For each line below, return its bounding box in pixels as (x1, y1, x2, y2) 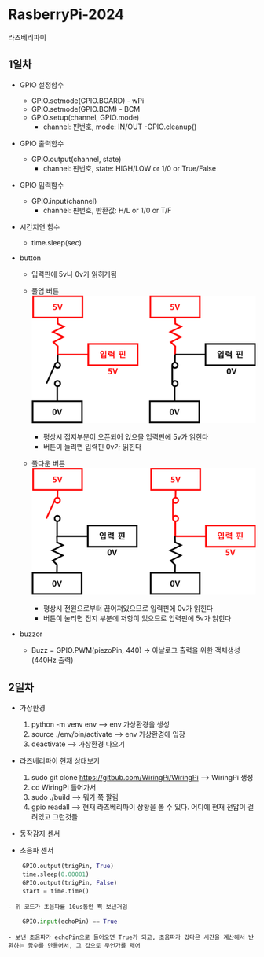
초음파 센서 (19, 845, 54, 855)
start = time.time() (22, 887, 90, 895)
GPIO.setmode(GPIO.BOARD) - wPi (31, 96, 145, 105)
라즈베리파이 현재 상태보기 (19, 756, 101, 766)
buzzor (19, 629, 43, 639)
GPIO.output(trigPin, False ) (22, 878, 118, 886)
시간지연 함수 (19, 222, 60, 231)
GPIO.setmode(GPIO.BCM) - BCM (31, 104, 141, 113)
